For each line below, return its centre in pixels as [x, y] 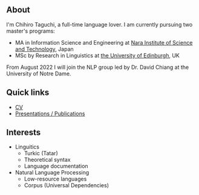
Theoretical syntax [47, 160]
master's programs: [31, 31]
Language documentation [56, 166]
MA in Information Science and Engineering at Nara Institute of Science [104, 42]
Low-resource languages [55, 179]
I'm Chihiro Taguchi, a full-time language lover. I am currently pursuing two [99, 24]
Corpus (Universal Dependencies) [66, 185]
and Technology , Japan [44, 49]
